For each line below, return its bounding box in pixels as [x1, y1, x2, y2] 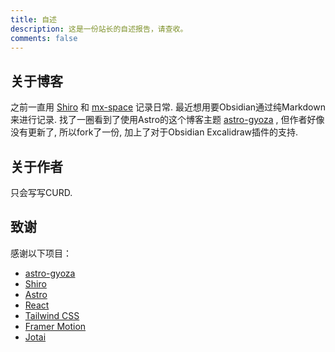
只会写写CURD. [10, 187, 73, 198]
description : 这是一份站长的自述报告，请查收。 [10, 24, 188, 34]
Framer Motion [24, 320, 87, 332]
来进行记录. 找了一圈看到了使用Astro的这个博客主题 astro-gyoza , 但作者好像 [10, 114, 325, 126]
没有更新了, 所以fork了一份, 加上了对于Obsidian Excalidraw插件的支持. [10, 126, 299, 138]
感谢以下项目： [10, 247, 72, 259]
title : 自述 [10, 14, 57, 25]
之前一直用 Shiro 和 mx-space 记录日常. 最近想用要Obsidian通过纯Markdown [10, 101, 326, 113]
